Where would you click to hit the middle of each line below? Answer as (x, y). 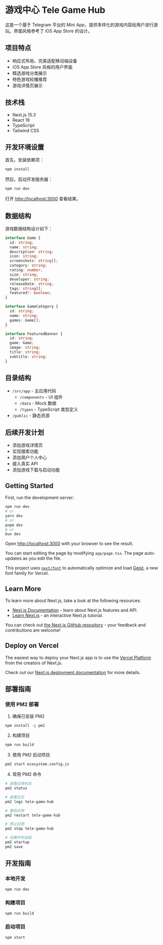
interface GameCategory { (32, 306)
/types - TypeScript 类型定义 (49, 409)
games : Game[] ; (25, 320)
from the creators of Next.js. (34, 663)
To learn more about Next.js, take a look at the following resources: (73, 601)
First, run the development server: (40, 498)
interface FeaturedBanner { (34, 334)
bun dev (13, 534)
